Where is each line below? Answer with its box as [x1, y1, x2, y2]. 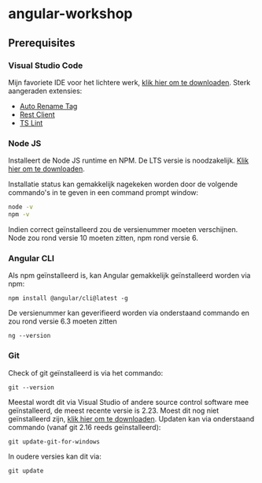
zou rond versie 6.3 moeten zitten [8, 316, 117, 326]
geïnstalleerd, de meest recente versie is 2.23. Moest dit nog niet [8, 406, 220, 415]
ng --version [8, 332, 51, 340]
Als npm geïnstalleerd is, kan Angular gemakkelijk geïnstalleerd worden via [8, 271, 251, 280]
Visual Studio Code [8, 60, 83, 71]
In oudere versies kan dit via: [8, 451, 102, 461]
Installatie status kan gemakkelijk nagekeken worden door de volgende [8, 179, 238, 189]
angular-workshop [8, 5, 133, 23]
